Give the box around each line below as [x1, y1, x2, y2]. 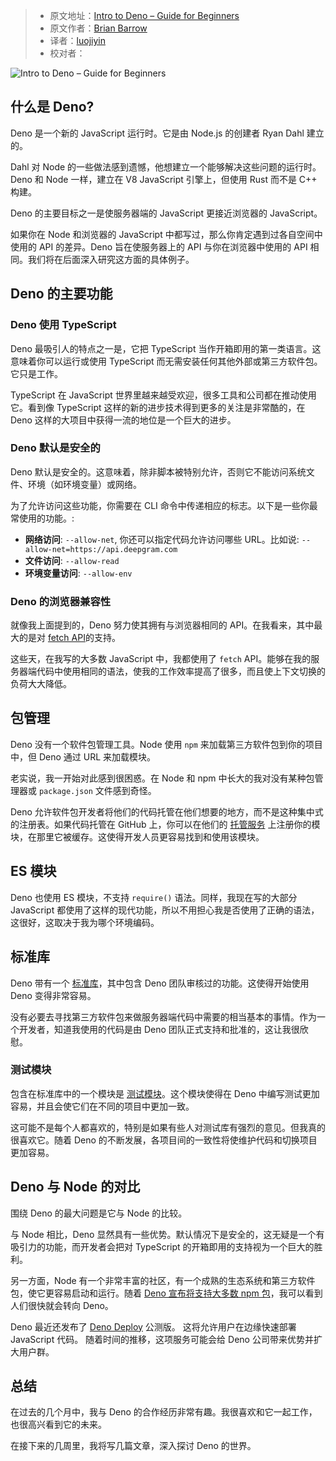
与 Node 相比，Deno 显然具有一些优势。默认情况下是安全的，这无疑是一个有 [10, 1228, 325, 1240]
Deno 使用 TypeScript [10, 318, 117, 332]
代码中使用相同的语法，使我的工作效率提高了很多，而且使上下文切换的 [36, 665, 326, 678]
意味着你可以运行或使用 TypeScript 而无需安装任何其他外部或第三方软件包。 [10, 355, 323, 367]
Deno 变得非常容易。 [10, 989, 97, 1001]
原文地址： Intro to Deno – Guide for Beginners [49, 10, 240, 21]
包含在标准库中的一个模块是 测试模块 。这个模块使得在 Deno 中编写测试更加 [10, 1087, 320, 1099]
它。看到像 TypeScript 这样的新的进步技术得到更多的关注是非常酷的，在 [10, 401, 306, 413]
